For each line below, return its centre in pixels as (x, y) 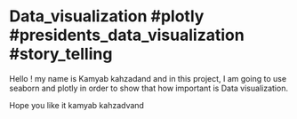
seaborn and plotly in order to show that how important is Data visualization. (149, 88)
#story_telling (61, 54)
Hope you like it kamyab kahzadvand (77, 105)
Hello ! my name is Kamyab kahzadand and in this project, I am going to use (148, 78)
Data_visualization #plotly (107, 16)
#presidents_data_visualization (127, 35)
